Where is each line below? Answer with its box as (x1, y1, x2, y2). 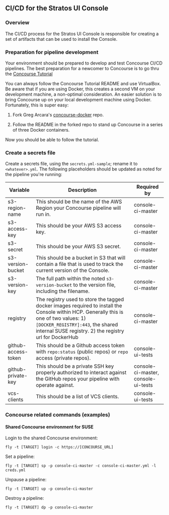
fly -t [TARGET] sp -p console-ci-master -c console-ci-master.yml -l (5, 464, 156, 469)
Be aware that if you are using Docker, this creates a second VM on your (5, 86, 155, 92)
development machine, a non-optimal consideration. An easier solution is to (5, 91, 162, 97)
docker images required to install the (36, 302, 122, 309)
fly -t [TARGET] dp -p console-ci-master (5, 505, 94, 510)
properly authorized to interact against (36, 369, 127, 376)
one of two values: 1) (36, 315, 87, 322)
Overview (5, 19, 30, 26)
